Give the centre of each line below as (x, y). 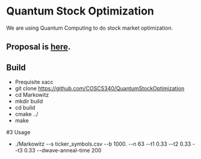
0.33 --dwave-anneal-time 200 (63, 151)
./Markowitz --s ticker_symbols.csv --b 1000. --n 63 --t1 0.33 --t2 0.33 (103, 144)
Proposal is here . (39, 47)
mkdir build (29, 102)
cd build (25, 108)
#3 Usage (18, 132)
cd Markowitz (32, 95)
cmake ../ (26, 114)
